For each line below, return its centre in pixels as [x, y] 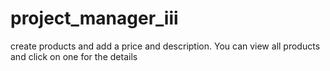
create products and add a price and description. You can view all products [165, 46]
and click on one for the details [74, 56]
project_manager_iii [94, 18]
